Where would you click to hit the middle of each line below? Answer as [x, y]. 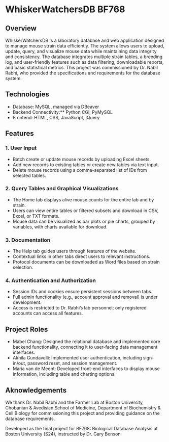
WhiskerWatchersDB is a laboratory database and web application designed [85, 40]
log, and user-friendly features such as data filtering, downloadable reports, [84, 62]
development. [27, 302]
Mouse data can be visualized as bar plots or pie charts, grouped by [84, 221]
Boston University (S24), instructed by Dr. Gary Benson [63, 434]
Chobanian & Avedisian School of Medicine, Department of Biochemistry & [83, 408]
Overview [21, 28]
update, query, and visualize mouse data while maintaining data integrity [81, 51]
